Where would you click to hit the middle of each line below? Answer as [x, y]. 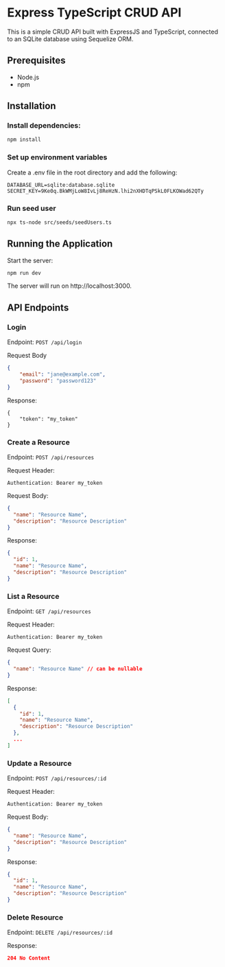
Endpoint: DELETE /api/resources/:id [60, 933]
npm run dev [24, 273]
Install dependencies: [44, 126]
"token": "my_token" [49, 419]
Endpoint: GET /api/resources [49, 611]
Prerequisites [36, 61]
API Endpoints [38, 307]
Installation [32, 106]
